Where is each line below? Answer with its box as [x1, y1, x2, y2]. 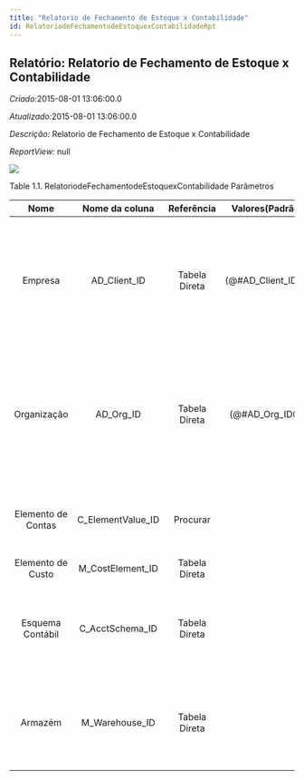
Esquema [21, 617, 62, 629]
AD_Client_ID [90, 274, 147, 287]
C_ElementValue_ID [76, 513, 160, 526]
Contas [25, 519, 57, 531]
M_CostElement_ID [78, 562, 158, 575]
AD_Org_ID [95, 408, 142, 421]
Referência [167, 202, 217, 215]
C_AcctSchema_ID [79, 622, 158, 635]
